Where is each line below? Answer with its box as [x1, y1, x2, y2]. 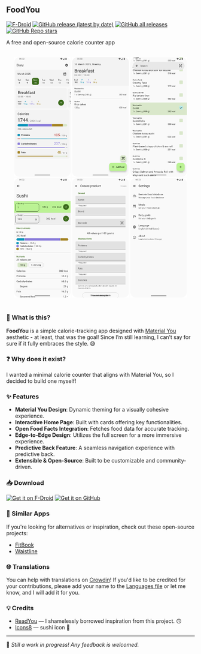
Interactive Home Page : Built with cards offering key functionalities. [14, 419, 182, 426]
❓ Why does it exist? [6, 355, 66, 364]
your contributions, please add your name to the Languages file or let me [6, 583, 186, 590]
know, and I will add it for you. [6, 589, 80, 596]
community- [156, 457, 187, 464]
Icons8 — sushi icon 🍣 [14, 624, 70, 631]
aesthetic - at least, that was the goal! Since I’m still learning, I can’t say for [6, 333, 191, 341]
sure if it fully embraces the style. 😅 [6, 340, 96, 347]
